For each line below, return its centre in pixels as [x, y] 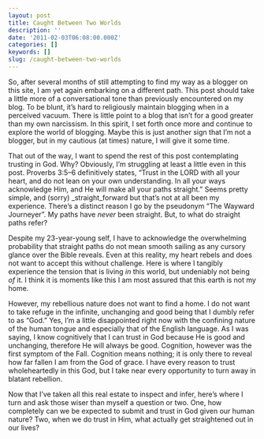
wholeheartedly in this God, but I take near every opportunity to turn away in [132, 370]
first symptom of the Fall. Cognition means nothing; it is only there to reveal [130, 353]
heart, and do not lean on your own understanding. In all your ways [117, 180]
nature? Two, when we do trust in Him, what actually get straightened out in [131, 419]
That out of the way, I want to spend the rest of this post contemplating [123, 155]
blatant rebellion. [35, 378]
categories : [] [33, 45]
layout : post [30, 15]
